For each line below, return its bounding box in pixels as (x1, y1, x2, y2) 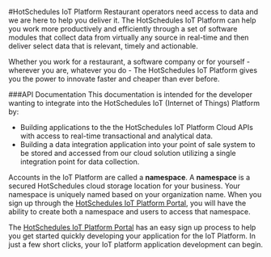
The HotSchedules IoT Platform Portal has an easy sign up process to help (8, 222, 256, 232)
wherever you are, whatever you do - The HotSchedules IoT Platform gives (8, 65, 257, 75)
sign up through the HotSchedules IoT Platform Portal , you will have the (8, 198, 247, 208)
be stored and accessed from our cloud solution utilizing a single (19, 149, 236, 158)
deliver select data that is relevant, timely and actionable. (8, 41, 198, 51)
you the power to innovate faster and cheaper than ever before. (8, 74, 220, 83)
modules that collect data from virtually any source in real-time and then (8, 32, 249, 42)
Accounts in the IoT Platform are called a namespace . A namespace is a (8, 173, 251, 182)
